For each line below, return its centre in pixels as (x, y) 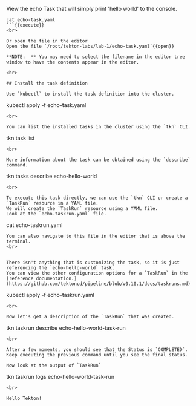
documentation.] (57, 278)
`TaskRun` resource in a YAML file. (52, 203)
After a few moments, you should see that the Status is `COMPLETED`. (97, 350)
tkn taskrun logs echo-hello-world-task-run (60, 377)
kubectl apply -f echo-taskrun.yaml (51, 295)
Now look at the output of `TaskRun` (54, 365)
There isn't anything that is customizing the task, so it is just (93, 263)
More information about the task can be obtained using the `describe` (98, 160)
